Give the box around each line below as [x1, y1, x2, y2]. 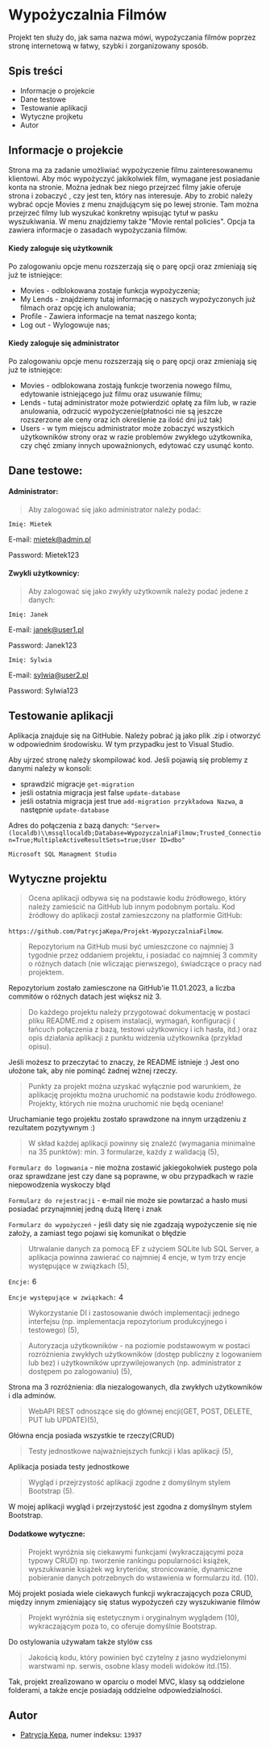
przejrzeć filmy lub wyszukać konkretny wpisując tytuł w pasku [8, 207, 219, 217]
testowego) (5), [27, 1326, 80, 1335]
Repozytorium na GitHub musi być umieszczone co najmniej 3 [27, 942, 235, 952]
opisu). [27, 1041, 52, 1051]
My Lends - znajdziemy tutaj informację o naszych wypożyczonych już [19, 294, 256, 304]
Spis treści [8, 65, 63, 78]
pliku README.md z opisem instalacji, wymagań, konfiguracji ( [27, 1016, 236, 1026]
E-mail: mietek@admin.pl [8, 534, 91, 544]
